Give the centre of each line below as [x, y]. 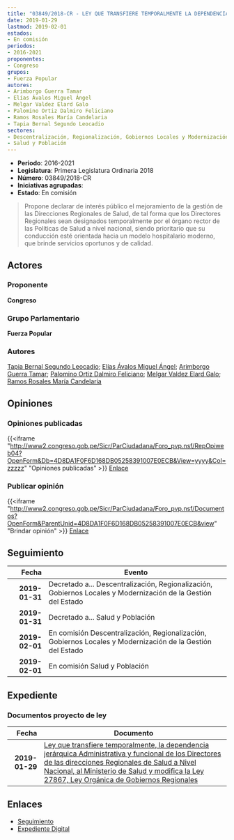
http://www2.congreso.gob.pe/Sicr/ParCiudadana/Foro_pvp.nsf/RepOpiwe [117, 446]
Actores [25, 265]
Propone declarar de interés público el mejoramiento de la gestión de [123, 206]
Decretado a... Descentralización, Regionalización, [131, 584]
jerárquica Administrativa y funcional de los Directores [133, 754]
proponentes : [26, 59]
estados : [20, 33]
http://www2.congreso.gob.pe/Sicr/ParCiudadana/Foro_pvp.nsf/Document [117, 509]
